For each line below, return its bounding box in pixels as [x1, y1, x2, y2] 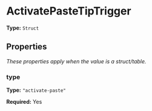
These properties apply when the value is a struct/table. [6, 57, 147, 65]
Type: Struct [6, 24, 39, 31]
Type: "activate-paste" [6, 86, 67, 94]
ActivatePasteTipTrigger [6, 4, 131, 18]
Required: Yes [6, 98, 42, 106]
